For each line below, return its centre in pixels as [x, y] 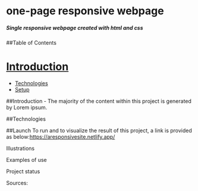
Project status [23, 171]
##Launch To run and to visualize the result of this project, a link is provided [99, 131]
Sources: [17, 183]
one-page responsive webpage [85, 11]
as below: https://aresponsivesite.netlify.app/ [61, 137]
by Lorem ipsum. [27, 108]
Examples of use [26, 160]
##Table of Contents [31, 43]
